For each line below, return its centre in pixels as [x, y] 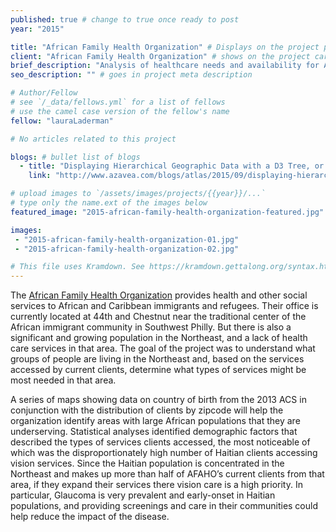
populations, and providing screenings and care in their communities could [164, 506]
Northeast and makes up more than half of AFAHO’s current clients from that [167, 474]
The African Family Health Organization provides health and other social [159, 295]
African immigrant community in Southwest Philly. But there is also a [151, 327]
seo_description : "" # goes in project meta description [131, 75]
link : [40, 176]
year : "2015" [37, 29]
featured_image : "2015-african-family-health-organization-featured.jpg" [167, 212]
